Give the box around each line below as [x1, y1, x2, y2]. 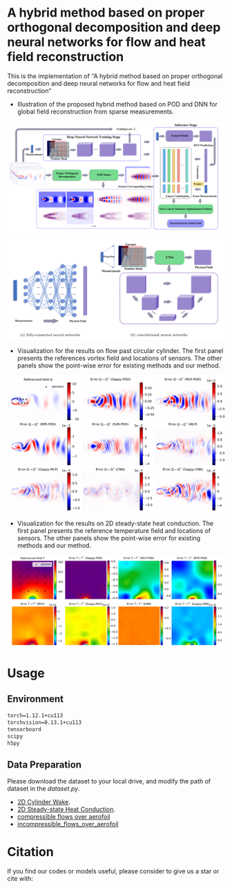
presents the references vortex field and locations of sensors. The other [17, 354, 222, 362]
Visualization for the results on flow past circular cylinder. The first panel [17, 346, 224, 354]
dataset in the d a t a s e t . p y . [7, 784, 81, 793]
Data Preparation [7, 759, 81, 770]
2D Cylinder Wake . [17, 798, 71, 806]
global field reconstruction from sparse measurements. [17, 107, 175, 116]
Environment [7, 693, 64, 705]
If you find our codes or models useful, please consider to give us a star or [7, 867, 220, 875]
